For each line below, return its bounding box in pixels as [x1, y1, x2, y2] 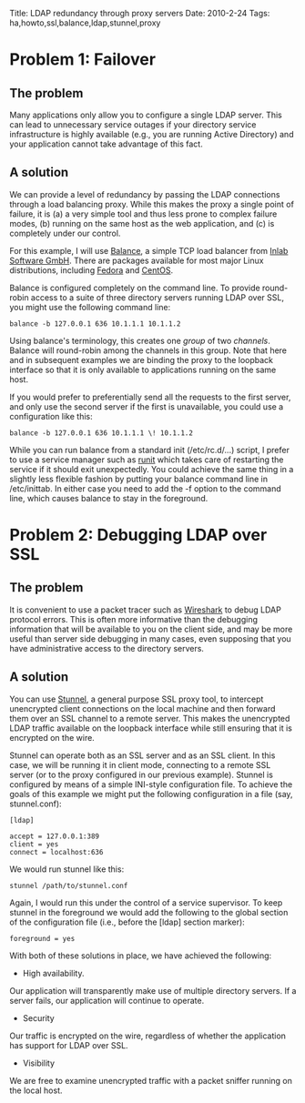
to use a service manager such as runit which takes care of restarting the [9, 454, 284, 465]
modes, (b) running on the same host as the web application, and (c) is [9, 218, 275, 228]
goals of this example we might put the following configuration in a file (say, [9, 788, 293, 799]
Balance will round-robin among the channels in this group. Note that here [9, 345, 288, 356]
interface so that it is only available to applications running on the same [9, 364, 277, 375]
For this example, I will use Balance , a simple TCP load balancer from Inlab [9, 245, 289, 256]
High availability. [22, 967, 85, 978]
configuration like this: [9, 410, 93, 421]
